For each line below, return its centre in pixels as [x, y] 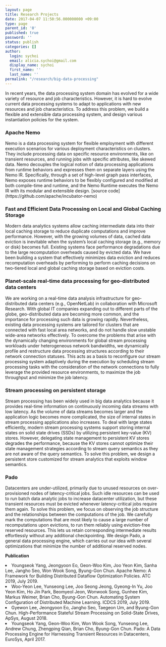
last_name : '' [24, 75]
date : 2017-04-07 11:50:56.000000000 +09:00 [52, 19]
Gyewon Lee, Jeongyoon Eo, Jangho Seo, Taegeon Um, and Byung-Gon [85, 608]
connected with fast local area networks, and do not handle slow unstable [81, 330]
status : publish [22, 42]
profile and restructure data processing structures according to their [75, 351]
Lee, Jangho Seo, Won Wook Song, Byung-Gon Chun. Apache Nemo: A [78, 571]
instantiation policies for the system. [42, 119]
